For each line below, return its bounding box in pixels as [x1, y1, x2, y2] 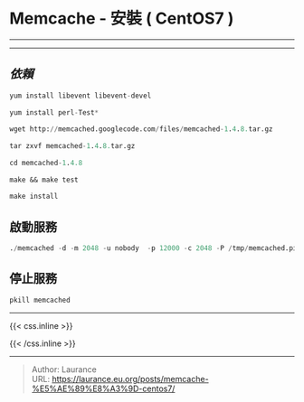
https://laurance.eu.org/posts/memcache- [52, 373, 210, 384]
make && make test [9, 175, 79, 184]
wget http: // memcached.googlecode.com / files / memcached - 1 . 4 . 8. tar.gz [9, 125, 273, 134]
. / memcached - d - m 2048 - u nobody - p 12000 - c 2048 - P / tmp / [9, 243, 249, 253]
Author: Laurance [31, 363, 97, 375]
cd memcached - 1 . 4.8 [9, 158, 83, 167]
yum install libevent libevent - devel [9, 91, 152, 100]
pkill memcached [9, 295, 71, 304]
